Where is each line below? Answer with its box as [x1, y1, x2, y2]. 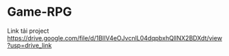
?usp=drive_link [7, 41, 52, 49]
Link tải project [7, 27, 50, 35]
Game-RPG [7, 4, 72, 20]
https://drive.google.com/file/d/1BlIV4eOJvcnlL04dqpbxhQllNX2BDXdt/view [7, 33, 222, 42]
